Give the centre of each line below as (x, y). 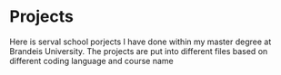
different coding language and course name (92, 61)
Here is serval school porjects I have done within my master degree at (140, 42)
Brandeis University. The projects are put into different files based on (139, 51)
